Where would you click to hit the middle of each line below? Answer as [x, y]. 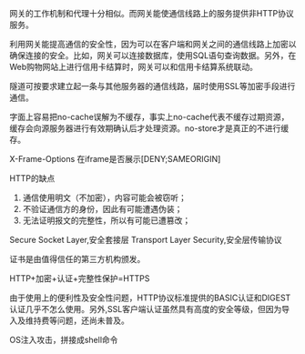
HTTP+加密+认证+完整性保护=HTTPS [80, 278]
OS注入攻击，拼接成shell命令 [64, 340]
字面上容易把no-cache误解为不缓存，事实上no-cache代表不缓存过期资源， [149, 117]
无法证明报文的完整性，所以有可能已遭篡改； [107, 220]
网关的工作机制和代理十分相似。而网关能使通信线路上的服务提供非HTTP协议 [152, 13]
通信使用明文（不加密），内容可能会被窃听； [104, 197]
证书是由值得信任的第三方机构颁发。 [77, 259]
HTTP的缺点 [32, 178]
